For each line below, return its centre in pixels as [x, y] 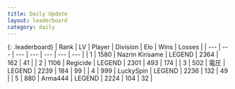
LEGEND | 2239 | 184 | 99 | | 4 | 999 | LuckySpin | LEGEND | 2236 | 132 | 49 [117, 71]
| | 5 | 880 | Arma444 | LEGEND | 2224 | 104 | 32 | [80, 78]
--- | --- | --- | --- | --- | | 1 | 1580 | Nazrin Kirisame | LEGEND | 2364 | [117, 54]
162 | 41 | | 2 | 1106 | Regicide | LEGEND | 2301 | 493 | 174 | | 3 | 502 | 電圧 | [116, 63]
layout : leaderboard [38, 20]
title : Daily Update [38, 14]
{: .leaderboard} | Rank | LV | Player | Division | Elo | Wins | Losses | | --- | [114, 47]
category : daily [31, 27]
